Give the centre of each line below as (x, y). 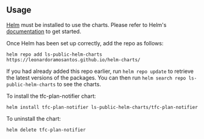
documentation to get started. (44, 31)
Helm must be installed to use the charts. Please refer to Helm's (86, 24)
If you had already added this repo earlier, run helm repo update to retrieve (100, 71)
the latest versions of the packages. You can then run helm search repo (96, 77)
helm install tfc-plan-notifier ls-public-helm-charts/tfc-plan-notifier (102, 107)
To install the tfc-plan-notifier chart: (51, 96)
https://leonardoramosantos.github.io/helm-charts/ (73, 60)
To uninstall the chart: (34, 118)
